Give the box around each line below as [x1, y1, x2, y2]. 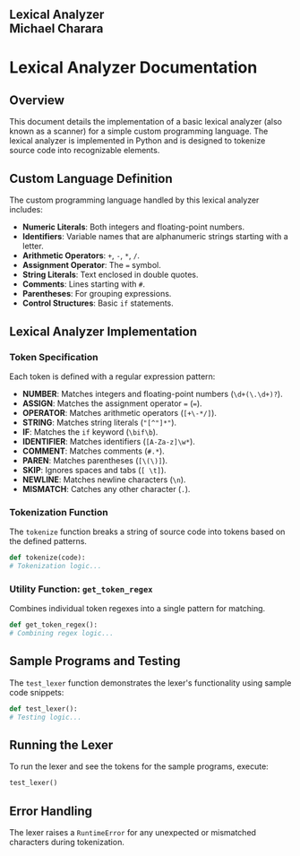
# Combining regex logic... [9, 629, 115, 638]
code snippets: [9, 687, 64, 697]
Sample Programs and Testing [9, 653, 181, 669]
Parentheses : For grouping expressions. [21, 289, 172, 299]
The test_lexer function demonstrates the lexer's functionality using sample [9, 677, 292, 688]
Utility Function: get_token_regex [9, 583, 153, 595]
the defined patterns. [9, 536, 88, 547]
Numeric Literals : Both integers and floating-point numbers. [21, 221, 244, 232]
